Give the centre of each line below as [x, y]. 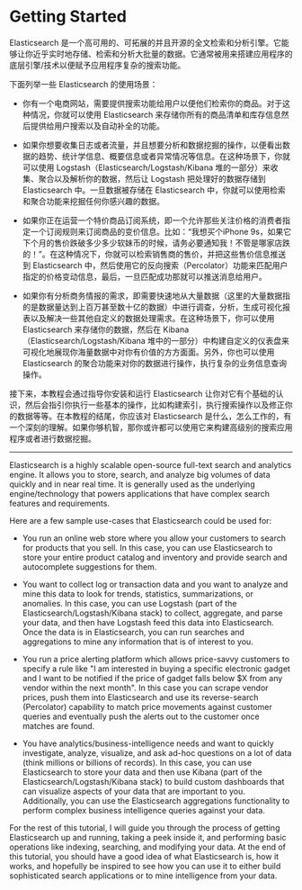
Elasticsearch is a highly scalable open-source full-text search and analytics [151, 464]
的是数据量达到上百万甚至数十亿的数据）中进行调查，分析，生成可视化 [152, 307]
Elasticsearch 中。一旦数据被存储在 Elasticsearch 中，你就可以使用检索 [154, 190]
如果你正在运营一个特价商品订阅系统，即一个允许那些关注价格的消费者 [152, 220]
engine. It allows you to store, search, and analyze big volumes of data [140, 474]
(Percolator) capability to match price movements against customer [147, 706]
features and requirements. [60, 503]
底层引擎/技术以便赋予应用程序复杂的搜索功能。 [98, 65]
